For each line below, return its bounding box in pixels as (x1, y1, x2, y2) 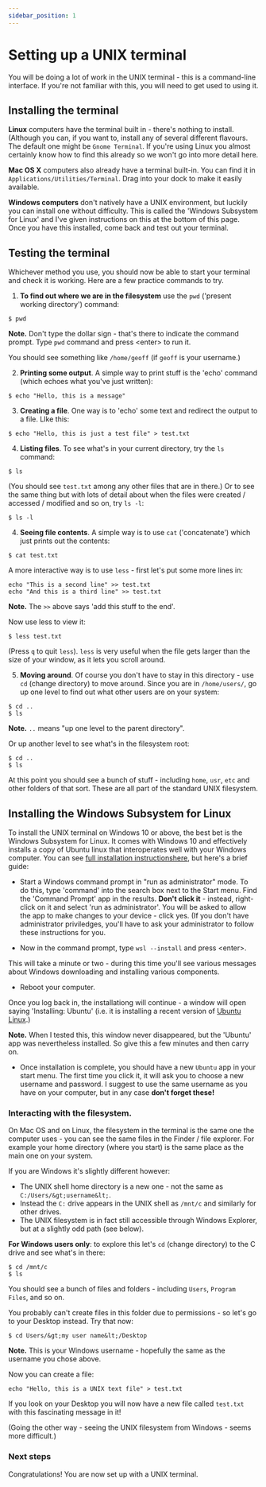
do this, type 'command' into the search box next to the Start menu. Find (19, 886, 258, 895)
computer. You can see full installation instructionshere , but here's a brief (8, 853, 248, 863)
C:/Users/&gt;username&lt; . (19, 1190, 111, 1200)
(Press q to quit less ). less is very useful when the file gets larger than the (8, 646, 251, 656)
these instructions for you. (19, 928, 106, 937)
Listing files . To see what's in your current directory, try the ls (19, 444, 225, 453)
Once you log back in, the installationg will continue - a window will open (8, 998, 246, 1007)
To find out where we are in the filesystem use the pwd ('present (19, 291, 232, 301)
